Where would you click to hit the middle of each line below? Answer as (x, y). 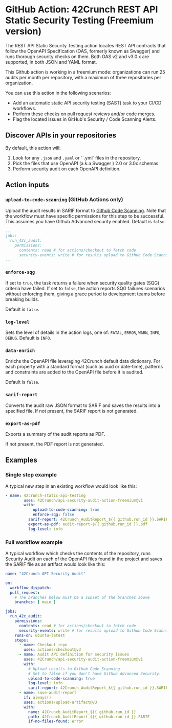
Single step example (31, 475)
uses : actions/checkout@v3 (52, 650)
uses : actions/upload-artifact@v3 (60, 702)
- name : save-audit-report (48, 693)
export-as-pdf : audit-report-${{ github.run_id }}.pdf (88, 524)
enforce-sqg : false (53, 515)
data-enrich (20, 351)
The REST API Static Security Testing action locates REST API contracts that (85, 45)
